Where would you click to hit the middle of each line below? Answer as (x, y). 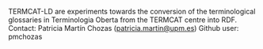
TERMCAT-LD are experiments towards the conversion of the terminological (132, 11)
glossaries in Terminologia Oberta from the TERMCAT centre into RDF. (123, 20)
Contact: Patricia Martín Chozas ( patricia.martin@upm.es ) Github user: (124, 28)
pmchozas (25, 36)
